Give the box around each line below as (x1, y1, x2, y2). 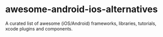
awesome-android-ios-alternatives (5, 4, 158, 15)
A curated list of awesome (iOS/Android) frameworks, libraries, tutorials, (5, 20, 157, 26)
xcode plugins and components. (5, 25, 73, 31)
